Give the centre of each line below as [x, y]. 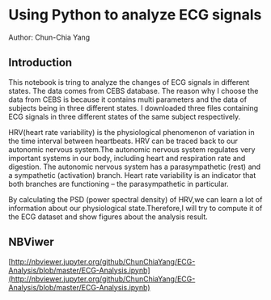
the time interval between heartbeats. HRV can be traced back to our [123, 141]
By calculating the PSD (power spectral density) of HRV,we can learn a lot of [135, 199]
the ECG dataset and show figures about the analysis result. [108, 217]
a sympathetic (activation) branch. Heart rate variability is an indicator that [132, 175]
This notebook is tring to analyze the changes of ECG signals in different [129, 82]
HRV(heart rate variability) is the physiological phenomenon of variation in [131, 132]
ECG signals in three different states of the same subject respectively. [125, 116]
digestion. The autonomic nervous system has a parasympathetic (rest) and [135, 167]
